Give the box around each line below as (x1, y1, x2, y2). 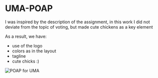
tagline (12, 53, 26, 59)
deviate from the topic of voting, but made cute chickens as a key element (5, 24, 153, 30)
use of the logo (12, 43, 43, 48)
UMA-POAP (5, 3, 53, 14)
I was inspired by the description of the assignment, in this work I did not (5, 19, 150, 25)
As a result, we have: (5, 33, 47, 39)
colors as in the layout (12, 48, 57, 54)
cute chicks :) (12, 58, 40, 64)
